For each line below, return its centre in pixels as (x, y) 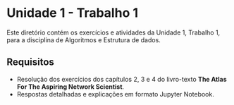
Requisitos (30, 62)
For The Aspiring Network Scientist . (70, 87)
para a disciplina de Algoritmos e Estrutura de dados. (84, 39)
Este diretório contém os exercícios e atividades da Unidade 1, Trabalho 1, (113, 32)
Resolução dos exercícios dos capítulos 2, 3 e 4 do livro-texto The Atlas (122, 79)
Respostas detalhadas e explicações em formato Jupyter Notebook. (115, 94)
